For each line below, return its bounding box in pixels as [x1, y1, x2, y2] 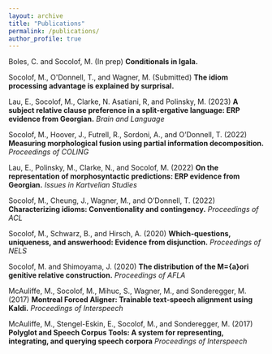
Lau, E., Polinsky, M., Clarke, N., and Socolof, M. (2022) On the [8, 163, 219, 173]
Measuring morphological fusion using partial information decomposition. [8, 139, 264, 149]
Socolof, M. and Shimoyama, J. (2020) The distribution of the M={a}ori [8, 261, 249, 272]
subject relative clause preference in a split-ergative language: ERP [8, 106, 240, 115]
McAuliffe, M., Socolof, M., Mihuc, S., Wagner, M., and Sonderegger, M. [8, 286, 247, 296]
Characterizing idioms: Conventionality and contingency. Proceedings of [8, 205, 259, 214]
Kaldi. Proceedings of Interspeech [8, 304, 123, 313]
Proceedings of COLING [8, 147, 89, 157]
